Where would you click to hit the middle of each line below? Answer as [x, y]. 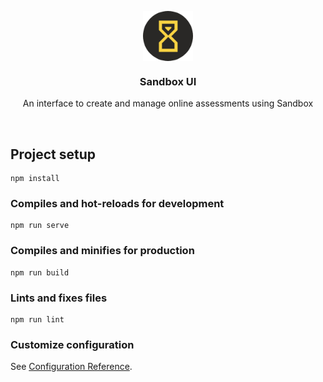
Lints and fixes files [59, 298]
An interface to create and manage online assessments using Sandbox [168, 103]
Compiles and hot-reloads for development [117, 204]
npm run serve [40, 226]
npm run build [40, 272]
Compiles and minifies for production [102, 251]
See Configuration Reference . [71, 367]
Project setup [53, 154]
